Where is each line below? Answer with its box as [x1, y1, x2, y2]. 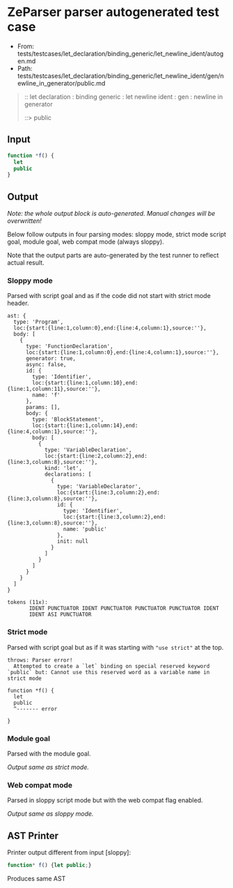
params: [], [25, 404, 61, 411]
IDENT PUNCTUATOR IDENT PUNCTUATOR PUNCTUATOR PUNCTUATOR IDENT [29, 605, 219, 612]
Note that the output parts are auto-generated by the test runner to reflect [7, 251, 219, 260]
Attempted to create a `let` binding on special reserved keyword [13, 662, 210, 669]
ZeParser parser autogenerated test [7, 4, 220, 20]
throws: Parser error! [7, 656, 73, 664]
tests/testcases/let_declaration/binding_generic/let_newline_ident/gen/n [17, 71, 224, 80]
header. [7, 299, 29, 307]
